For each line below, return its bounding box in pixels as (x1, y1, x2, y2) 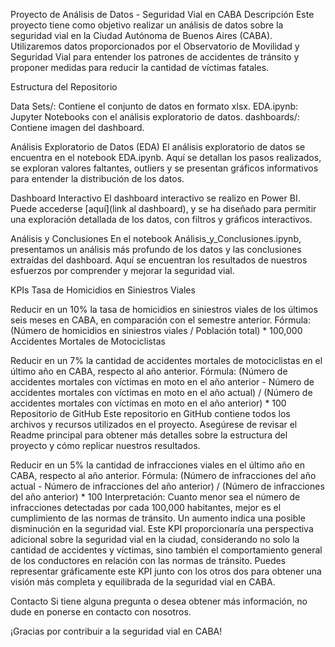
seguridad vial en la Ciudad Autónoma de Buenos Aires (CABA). (10, 30, 273, 41)
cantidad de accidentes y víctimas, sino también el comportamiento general (10, 544, 323, 556)
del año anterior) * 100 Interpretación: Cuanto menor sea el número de (10, 491, 301, 503)
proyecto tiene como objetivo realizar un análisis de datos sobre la (10, 19, 284, 31)
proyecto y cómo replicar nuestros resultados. (10, 440, 201, 451)
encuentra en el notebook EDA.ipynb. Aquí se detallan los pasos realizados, (10, 152, 322, 163)
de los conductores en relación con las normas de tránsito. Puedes (10, 555, 287, 566)
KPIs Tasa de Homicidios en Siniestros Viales (10, 284, 196, 296)
